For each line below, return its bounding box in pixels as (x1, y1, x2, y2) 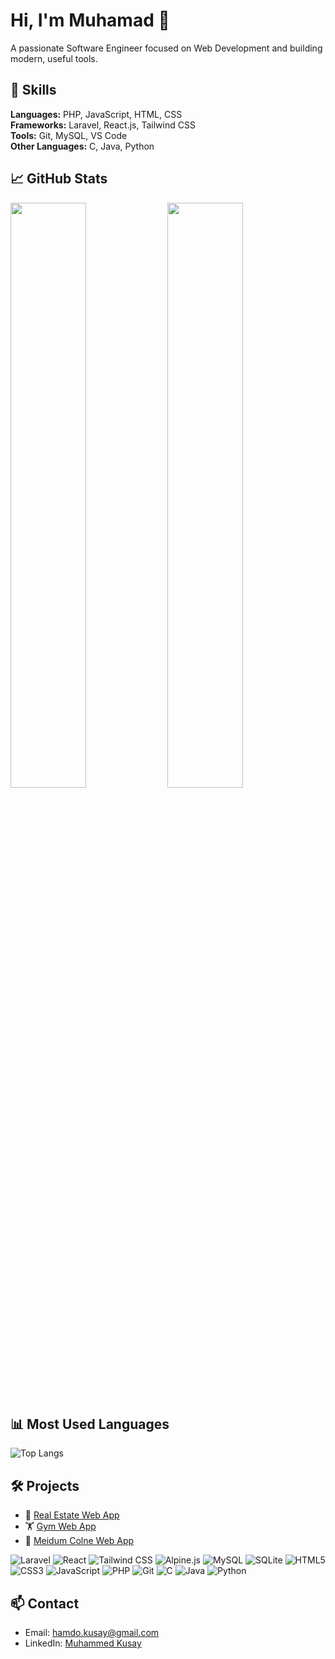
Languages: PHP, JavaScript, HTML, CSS (10, 108, 183, 120)
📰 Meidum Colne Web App (24, 1535, 135, 1547)
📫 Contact (10, 1595, 80, 1612)
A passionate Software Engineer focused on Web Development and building (10, 42, 323, 54)
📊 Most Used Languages (10, 1415, 170, 1433)
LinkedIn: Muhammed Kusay (24, 1637, 142, 1649)
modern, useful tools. (10, 52, 98, 64)
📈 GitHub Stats (10, 170, 108, 188)
